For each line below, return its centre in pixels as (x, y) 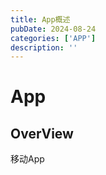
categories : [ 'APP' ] (53, 38)
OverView (42, 133)
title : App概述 (40, 19)
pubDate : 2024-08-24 (53, 29)
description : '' (44, 47)
